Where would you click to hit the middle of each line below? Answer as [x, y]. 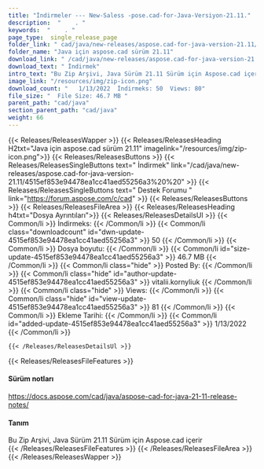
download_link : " [37, 60]
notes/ [18, 405]
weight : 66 [26, 118]
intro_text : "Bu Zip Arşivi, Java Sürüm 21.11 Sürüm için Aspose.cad [125, 74]
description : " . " [47, 23]
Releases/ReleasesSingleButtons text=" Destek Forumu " [100, 190]
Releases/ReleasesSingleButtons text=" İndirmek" [89, 165]
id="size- [235, 248]
